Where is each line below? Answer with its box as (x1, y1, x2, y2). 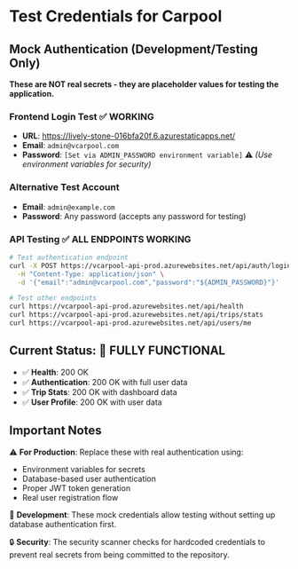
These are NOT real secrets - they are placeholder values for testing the (9, 79, 279, 90)
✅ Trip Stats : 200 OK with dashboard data (21, 386, 177, 397)
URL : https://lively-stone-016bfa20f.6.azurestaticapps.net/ (21, 130, 236, 141)
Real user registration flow (21, 492, 119, 502)
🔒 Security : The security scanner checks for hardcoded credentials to (9, 536, 266, 547)
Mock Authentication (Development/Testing (9, 42, 259, 57)
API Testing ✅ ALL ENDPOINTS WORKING (9, 233, 192, 245)
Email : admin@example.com (21, 202, 115, 212)
